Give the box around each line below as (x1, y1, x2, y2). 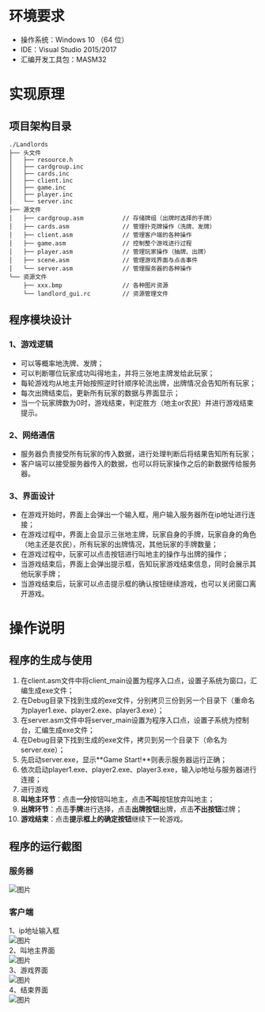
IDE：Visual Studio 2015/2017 (20, 44, 117, 54)
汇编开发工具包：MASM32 (20, 55, 107, 64)
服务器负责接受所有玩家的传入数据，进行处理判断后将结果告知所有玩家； (20, 448, 256, 459)
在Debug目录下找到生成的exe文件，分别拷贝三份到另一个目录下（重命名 (20, 696, 256, 705)
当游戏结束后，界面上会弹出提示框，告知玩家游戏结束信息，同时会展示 (20, 559, 250, 569)
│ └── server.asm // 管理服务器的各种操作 (9, 264, 192, 273)
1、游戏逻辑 (9, 339, 54, 350)
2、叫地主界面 (9, 946, 55, 955)
